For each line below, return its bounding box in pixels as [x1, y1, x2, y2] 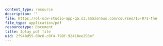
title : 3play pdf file [5, 29, 51, 34]
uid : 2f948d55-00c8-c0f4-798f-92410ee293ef [5, 34, 95, 39]
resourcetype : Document [5, 25, 53, 30]
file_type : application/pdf [5, 20, 62, 25]
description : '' [5, 11, 38, 16]
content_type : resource [5, 7, 53, 12]
